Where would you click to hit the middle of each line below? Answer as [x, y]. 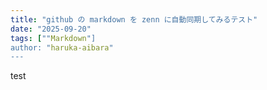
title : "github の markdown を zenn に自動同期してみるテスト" [134, 19]
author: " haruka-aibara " [62, 47]
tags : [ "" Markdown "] [53, 38]
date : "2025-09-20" [51, 29]
